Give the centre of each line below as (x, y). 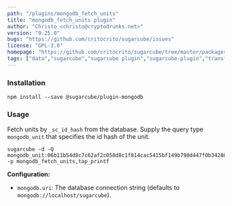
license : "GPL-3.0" (35, 46)
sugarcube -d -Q (30, 149)
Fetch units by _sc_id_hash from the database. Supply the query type (105, 129)
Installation (27, 82)
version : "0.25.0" (33, 33)
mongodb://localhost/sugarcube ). (64, 195)
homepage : (21, 53)
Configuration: (29, 174)
